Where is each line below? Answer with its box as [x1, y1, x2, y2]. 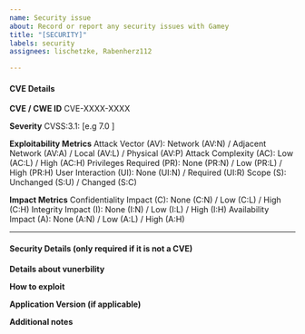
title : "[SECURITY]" [9, 30, 88, 39]
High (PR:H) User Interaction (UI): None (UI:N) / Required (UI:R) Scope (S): [9, 167, 287, 178]
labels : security [9, 38, 75, 48]
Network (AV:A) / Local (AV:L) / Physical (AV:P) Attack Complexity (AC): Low [9, 148, 293, 159]
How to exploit [9, 280, 65, 291]
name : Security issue [9, 13, 92, 23]
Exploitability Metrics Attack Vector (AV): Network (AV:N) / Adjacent [9, 138, 267, 150]
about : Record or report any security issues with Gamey [9, 22, 230, 31]
